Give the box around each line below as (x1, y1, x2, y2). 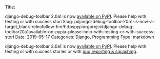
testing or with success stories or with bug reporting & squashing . (5, 48, 138, 54)
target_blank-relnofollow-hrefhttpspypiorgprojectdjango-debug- (5, 24, 134, 29)
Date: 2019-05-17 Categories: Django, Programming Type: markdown (15, 34, 155, 40)
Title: (5, 4, 16, 10)
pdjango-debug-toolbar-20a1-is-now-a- (74, 19, 155, 24)
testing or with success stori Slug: (5, 19, 73, 24)
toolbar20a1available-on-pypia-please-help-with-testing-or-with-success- (5, 29, 156, 34)
